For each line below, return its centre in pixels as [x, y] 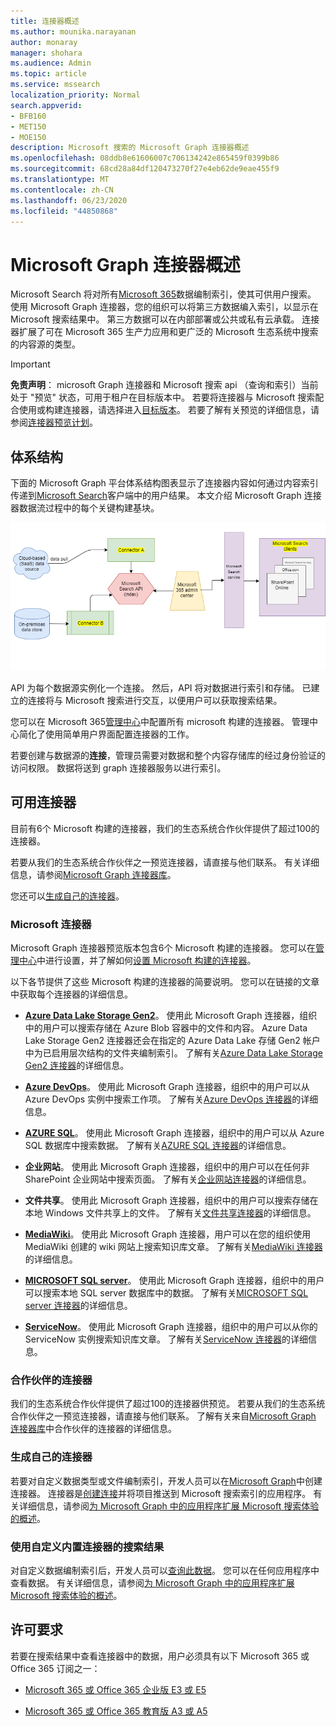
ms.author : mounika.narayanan [73, 31]
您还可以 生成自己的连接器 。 [67, 896]
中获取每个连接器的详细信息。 [71, 994]
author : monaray [44, 42]
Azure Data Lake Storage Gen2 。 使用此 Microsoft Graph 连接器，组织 [171, 1015]
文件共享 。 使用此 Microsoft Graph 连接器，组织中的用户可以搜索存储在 [171, 1200]
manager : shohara [46, 53]
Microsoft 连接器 [51, 924]
